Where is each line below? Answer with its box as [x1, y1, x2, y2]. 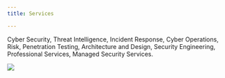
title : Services [7, 10, 54, 17]
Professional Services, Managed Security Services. [7, 50, 154, 58]
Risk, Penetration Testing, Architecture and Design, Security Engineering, [7, 42, 216, 50]
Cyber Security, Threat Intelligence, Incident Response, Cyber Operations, [7, 35, 219, 43]
